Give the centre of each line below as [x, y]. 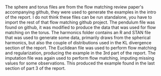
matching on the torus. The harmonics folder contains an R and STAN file [78, 32]
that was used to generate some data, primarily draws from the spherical [78, 38]
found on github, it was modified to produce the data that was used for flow [80, 27]
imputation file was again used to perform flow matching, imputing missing [80, 58]
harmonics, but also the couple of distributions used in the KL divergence [78, 43]
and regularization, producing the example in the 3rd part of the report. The [80, 53]
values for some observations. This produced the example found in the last [80, 63]
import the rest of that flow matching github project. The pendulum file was [80, 22]
